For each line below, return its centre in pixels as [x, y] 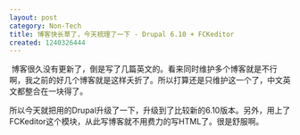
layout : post [33, 17]
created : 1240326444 [48, 42]
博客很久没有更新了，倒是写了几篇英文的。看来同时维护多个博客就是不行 [144, 69]
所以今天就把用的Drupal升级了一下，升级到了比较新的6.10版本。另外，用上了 [150, 110]
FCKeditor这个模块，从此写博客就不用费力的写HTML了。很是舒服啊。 [137, 122]
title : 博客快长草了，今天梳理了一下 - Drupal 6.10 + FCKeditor [122, 34]
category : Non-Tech [46, 26]
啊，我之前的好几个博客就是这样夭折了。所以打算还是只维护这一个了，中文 [146, 80]
